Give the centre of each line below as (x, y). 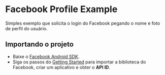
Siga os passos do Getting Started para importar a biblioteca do (79, 62)
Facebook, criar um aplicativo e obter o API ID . (61, 67)
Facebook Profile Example (61, 9)
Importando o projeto (39, 45)
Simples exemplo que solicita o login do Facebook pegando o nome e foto (83, 23)
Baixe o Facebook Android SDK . (46, 56)
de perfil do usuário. (26, 28)
